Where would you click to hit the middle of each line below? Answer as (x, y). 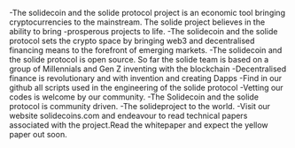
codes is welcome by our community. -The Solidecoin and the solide (134, 97)
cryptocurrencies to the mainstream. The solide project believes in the (137, 22)
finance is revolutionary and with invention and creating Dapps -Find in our (145, 78)
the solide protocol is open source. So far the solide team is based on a (139, 59)
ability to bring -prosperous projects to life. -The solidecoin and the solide (144, 31)
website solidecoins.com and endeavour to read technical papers (128, 115)
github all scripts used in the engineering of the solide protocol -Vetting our (146, 88)
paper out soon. (39, 134)
